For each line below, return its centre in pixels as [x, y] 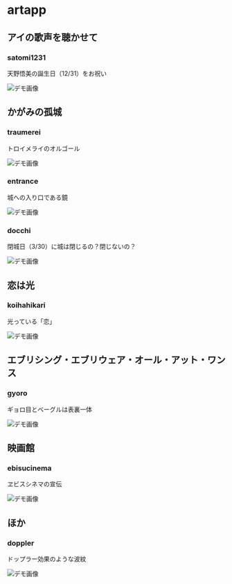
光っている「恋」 [32, 321]
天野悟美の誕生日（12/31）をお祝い [57, 73]
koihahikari [27, 305]
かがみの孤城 [35, 112]
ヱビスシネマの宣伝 [35, 484]
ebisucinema [29, 468]
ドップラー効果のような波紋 [47, 559]
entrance [23, 181]
